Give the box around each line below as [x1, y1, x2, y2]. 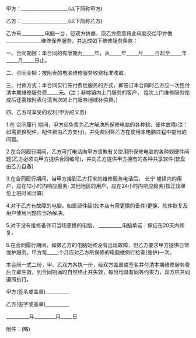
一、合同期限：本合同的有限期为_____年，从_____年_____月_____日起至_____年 [6, 50, 187, 57]
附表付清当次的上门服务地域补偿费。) [31, 96, 118, 103]
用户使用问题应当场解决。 [6, 210, 68, 216]
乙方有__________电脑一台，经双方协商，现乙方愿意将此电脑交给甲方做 [6, 30, 173, 37]
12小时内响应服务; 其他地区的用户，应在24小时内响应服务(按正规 [26, 183, 181, 189]
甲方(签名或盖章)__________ [6, 288, 69, 295]
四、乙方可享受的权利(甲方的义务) [6, 109, 87, 116]
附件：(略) [6, 326, 31, 332]
